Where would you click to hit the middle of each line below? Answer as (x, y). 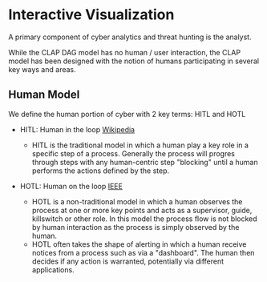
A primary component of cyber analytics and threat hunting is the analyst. (130, 37)
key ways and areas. (42, 69)
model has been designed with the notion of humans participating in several (133, 61)
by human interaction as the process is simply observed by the (136, 227)
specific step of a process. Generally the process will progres (133, 153)
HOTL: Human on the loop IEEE (71, 186)
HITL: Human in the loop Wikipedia (77, 129)
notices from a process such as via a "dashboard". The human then (143, 252)
